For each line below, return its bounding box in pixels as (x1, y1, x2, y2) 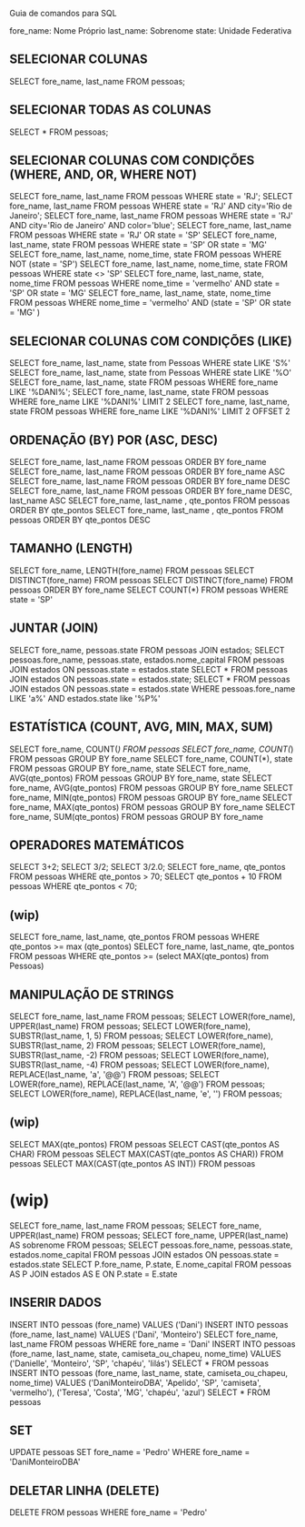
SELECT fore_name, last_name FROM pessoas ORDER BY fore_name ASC (9, 466, 286, 477)
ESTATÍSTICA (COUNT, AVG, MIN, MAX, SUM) (9, 719, 274, 735)
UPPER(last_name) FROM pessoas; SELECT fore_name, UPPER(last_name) (9, 1229, 289, 1240)
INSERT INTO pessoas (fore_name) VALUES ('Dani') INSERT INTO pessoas (9, 1319, 289, 1330)
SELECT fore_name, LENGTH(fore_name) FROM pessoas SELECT (9, 564, 255, 576)
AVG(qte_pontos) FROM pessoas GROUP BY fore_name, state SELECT (9, 773, 272, 784)
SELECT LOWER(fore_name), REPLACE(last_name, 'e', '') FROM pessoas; (9, 1087, 283, 1099)
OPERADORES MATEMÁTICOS (9, 837, 184, 853)
